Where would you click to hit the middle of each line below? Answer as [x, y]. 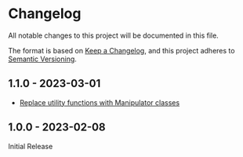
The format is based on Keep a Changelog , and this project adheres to [121, 50]
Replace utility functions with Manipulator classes [100, 102]
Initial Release [31, 146]
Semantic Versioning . [42, 59]
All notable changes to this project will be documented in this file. [114, 35]
